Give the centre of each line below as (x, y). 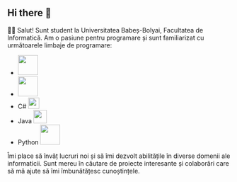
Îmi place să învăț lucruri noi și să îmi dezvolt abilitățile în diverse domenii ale (119, 156)
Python (28, 142)
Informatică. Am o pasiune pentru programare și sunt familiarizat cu (106, 38)
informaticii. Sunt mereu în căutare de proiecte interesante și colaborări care (118, 163)
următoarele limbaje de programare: (60, 45)
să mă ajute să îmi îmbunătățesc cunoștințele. (74, 171)
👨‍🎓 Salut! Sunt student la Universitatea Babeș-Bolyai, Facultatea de (105, 30)
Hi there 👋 (29, 13)
